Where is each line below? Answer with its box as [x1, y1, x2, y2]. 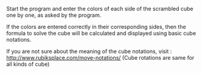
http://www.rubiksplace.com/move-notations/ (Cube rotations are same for [6, 54, 195, 61]
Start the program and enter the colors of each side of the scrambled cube [6, 5, 193, 12]
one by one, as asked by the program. [6, 11, 102, 19]
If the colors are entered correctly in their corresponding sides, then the [6, 24, 187, 30]
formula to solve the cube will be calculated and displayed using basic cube [6, 30, 197, 37]
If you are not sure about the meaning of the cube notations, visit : [6, 48, 172, 55]
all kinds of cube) [6, 60, 50, 68]
